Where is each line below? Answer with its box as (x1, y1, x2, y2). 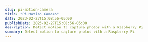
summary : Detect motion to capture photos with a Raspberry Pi (5, 29, 135, 34)
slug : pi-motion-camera (5, 7, 53, 12)
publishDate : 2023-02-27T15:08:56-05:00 (5, 20, 88, 26)
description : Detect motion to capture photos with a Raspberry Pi (5, 25, 144, 30)
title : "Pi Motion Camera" (5, 12, 59, 16)
